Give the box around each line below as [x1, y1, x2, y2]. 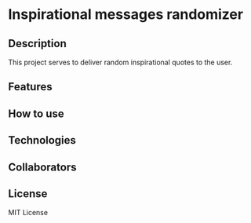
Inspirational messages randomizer [8, 5, 244, 24]
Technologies [8, 133, 77, 147]
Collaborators [8, 160, 77, 174]
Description [8, 37, 67, 50]
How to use [8, 107, 64, 120]
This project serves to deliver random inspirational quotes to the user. [8, 57, 233, 67]
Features [8, 80, 53, 93]
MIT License [8, 208, 49, 218]
